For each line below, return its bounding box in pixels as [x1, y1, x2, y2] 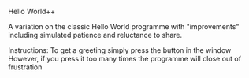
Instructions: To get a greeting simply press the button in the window [8, 46, 232, 54]
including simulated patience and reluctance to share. [8, 31, 183, 39]
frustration [8, 62, 43, 72]
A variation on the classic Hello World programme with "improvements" [8, 22, 240, 31]
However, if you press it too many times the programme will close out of [8, 54, 242, 63]
